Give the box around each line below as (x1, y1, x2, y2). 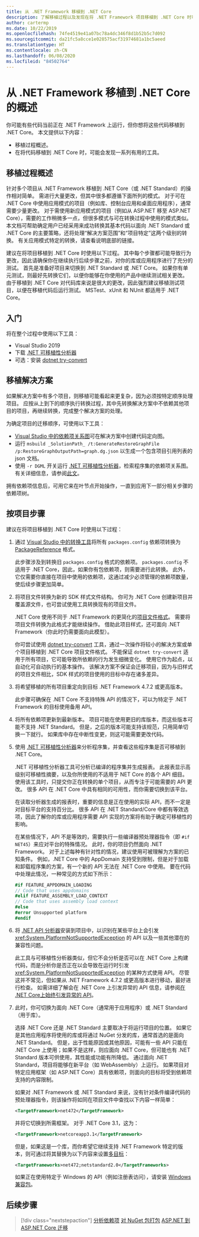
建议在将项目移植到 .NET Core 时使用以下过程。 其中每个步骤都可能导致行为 (6, 250, 191, 257)
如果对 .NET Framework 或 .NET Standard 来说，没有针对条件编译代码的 (14, 1088, 191, 1096)
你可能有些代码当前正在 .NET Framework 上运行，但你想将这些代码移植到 (6, 121, 185, 128)
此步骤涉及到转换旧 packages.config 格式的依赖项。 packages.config (14, 558, 182, 565)
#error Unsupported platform (14, 910, 87, 916)
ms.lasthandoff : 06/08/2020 (6, 53, 76, 59)
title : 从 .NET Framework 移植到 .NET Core (6, 8, 111, 15)
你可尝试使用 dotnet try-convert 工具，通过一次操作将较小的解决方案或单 (14, 640, 192, 648)
